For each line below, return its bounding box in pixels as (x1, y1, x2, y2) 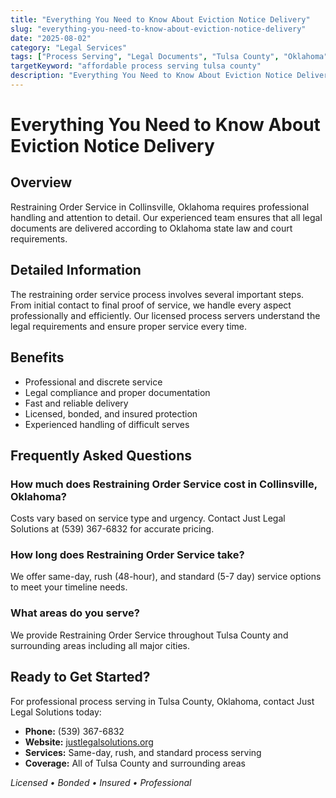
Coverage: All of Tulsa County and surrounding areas (24, 757, 246, 769)
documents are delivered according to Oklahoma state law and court (10, 222, 293, 234)
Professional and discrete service (24, 376, 163, 388)
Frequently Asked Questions (10, 447, 193, 464)
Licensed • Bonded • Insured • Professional (10, 776, 192, 788)
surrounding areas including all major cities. (10, 639, 191, 651)
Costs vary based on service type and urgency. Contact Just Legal (10, 512, 286, 525)
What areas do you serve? (10, 606, 140, 620)
